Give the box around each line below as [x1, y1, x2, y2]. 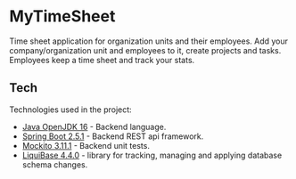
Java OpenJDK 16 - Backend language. [21, 121, 167, 132]
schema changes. [21, 159, 88, 170]
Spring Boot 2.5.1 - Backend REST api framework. [21, 131, 204, 142]
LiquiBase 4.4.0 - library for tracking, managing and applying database [21, 150, 283, 160]
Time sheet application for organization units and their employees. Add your [9, 36, 288, 46]
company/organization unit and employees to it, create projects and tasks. [9, 45, 282, 55]
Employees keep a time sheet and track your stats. [9, 54, 195, 65]
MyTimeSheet [9, 6, 116, 27]
